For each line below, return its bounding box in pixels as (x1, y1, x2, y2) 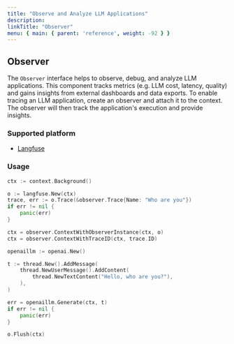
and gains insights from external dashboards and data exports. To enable (7, 89, 218, 98)
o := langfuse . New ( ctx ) (7, 190, 77, 197)
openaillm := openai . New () (7, 248, 86, 255)
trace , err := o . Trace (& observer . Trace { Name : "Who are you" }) (7, 197, 192, 204)
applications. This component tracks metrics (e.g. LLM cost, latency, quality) (7, 82, 228, 90)
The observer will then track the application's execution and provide (7, 104, 203, 112)
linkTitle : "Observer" (7, 23, 73, 30)
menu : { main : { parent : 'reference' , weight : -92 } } (7, 29, 170, 37)
